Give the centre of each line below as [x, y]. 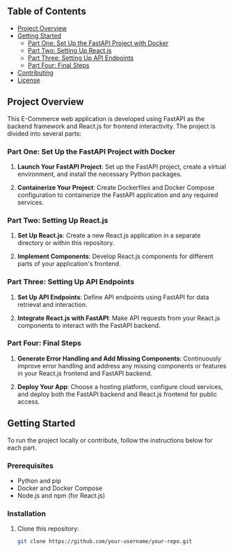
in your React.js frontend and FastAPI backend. [85, 373]
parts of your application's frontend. [69, 264]
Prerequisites [30, 466]
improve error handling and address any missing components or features [122, 365]
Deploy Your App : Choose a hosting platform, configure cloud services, [120, 386]
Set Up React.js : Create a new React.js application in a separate [109, 235]
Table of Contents [47, 11]
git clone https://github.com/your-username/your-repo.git [105, 542]
